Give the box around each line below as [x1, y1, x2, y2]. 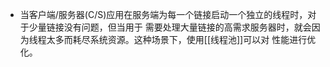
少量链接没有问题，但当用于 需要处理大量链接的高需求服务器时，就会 [28, 21, 312, 33]
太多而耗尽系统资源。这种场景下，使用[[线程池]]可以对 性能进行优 [46, 34, 317, 45]
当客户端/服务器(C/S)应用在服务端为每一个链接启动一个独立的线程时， [19, 9, 308, 20]
